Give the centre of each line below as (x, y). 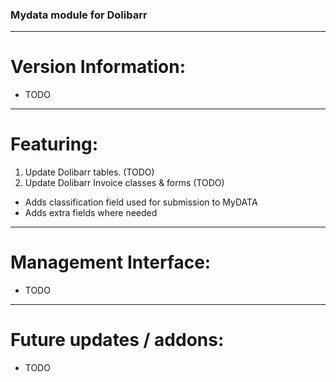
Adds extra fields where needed (91, 213)
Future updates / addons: (117, 340)
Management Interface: (111, 262)
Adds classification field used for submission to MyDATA (141, 202)
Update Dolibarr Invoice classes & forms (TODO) (124, 183)
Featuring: (54, 144)
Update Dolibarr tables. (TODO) (89, 172)
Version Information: (98, 67)
